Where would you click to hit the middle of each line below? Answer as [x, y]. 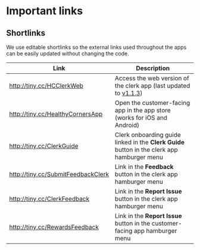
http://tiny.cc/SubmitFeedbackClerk [59, 174]
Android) [127, 125]
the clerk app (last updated [152, 86]
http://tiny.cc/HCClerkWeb [46, 86]
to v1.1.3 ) [129, 93]
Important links [45, 11]
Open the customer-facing [152, 103]
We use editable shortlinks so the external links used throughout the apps [96, 47]
